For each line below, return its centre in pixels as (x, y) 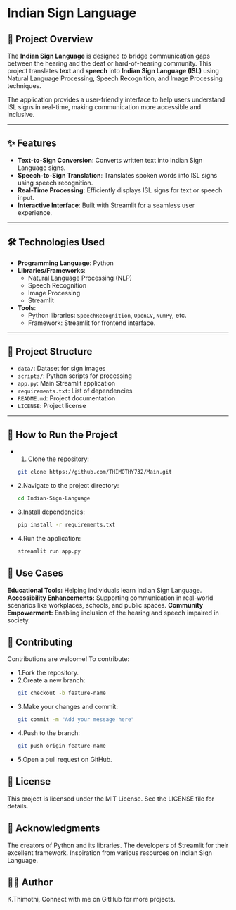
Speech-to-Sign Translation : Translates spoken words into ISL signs (117, 175)
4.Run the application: (49, 538)
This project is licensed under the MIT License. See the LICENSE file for (111, 799)
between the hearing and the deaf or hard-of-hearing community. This (110, 63)
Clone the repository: (59, 459)
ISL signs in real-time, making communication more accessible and (104, 107)
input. (26, 197)
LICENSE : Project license (52, 406)
